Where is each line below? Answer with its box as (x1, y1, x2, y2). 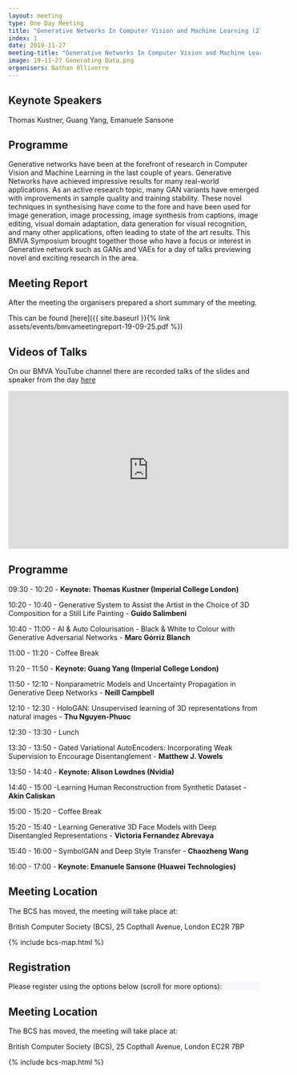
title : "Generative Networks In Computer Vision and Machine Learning (8, 26, 249, 34)
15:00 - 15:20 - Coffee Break (8, 806, 102, 816)
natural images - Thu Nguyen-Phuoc (8, 712, 131, 721)
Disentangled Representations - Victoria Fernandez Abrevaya (8, 830, 215, 840)
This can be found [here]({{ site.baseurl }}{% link (8, 314, 171, 323)
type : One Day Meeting (8, 19, 84, 27)
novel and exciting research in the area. (8, 254, 138, 263)
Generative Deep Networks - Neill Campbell (8, 688, 155, 697)
